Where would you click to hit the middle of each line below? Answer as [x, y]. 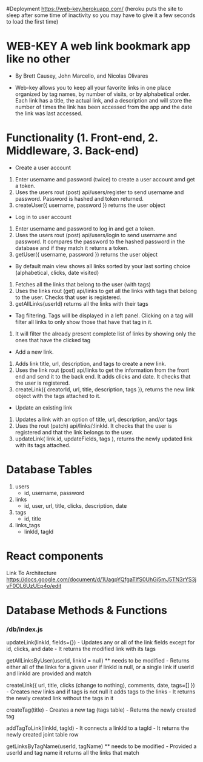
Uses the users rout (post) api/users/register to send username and [99, 192]
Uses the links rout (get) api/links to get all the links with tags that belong [106, 291]
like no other [38, 59]
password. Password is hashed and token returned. [79, 198]
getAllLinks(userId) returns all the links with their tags [82, 303]
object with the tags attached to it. [58, 396]
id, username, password [54, 493]
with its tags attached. [43, 445]
